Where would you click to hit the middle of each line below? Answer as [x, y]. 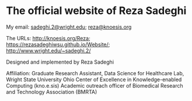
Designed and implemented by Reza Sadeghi [60, 62]
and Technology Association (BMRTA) [52, 92]
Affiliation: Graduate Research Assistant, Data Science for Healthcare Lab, [95, 73]
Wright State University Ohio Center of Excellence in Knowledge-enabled [94, 79]
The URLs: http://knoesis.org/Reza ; [48, 38]
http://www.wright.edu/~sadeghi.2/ [48, 50]
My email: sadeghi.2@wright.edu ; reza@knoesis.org [69, 27]
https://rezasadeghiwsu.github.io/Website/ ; [58, 44]
